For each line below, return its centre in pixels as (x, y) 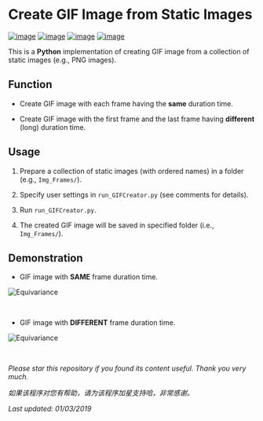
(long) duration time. (53, 127)
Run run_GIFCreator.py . (58, 209)
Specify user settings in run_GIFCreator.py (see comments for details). (134, 194)
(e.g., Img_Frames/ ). (51, 179)
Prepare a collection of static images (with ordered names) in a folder (131, 171)
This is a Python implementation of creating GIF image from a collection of (129, 51)
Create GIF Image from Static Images (130, 15)
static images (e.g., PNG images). (62, 60)
